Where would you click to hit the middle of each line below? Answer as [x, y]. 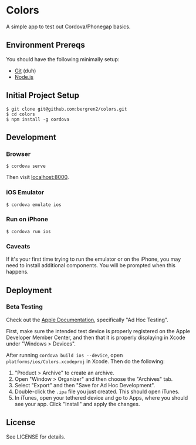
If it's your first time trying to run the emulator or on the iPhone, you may [94, 259]
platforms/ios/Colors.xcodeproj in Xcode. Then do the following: [85, 361]
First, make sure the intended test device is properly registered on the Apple [98, 331]
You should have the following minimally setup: [63, 59]
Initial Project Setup [43, 96]
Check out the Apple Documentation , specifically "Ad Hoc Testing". [87, 320]
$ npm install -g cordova [38, 119]
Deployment [29, 290]
